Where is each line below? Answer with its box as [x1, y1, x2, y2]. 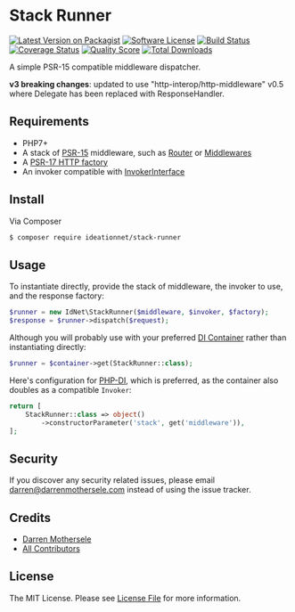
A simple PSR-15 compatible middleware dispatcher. [9, 61, 201, 72]
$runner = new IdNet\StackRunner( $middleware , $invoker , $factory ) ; [9, 308, 269, 317]
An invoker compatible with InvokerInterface [21, 166, 185, 176]
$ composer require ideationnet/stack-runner [9, 233, 181, 241]
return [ [9, 402, 42, 411]
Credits [9, 510, 52, 526]
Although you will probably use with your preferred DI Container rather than [9, 332, 287, 343]
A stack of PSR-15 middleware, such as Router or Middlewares [21, 147, 252, 158]
